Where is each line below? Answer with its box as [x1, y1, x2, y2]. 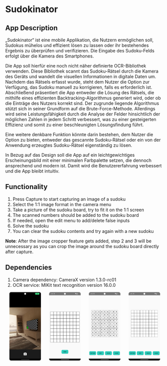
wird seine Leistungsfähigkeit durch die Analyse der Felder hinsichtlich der [5, 111, 160, 117]
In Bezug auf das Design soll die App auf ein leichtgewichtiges [5, 152, 135, 158]
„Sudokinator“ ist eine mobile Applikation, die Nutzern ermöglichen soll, [5, 37, 154, 43]
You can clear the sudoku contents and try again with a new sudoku [12, 228, 154, 234]
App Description [5, 24, 58, 32]
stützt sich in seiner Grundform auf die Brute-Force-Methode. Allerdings [5, 106, 155, 111]
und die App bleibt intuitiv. [5, 168, 60, 174]
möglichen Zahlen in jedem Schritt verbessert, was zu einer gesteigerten [5, 116, 156, 122]
